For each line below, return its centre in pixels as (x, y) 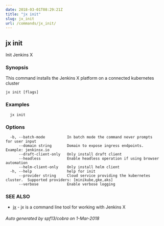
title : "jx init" (23, 14)
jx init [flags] (22, 92)
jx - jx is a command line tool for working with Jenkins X (69, 207)
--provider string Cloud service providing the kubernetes (84, 176)
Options (15, 127)
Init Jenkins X (19, 55)
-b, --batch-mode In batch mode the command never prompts (81, 137)
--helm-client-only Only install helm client (69, 167)
